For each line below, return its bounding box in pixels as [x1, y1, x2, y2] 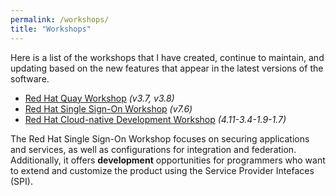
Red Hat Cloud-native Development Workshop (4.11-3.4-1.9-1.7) [24, 113, 287, 125]
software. [10, 72, 50, 85]
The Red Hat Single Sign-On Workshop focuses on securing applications [10, 132, 310, 145]
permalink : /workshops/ [10, 14, 110, 25]
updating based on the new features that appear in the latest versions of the [10, 62, 324, 74]
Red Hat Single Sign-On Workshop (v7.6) [24, 102, 193, 115]
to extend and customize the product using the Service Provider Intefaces [10, 164, 315, 176]
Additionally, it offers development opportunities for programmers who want [10, 154, 326, 166]
